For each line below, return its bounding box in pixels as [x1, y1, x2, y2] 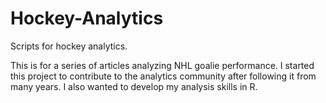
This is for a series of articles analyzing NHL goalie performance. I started [10, 59, 315, 71]
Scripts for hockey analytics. [10, 40, 128, 52]
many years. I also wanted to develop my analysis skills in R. [10, 80, 258, 92]
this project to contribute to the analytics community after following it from [10, 70, 317, 82]
